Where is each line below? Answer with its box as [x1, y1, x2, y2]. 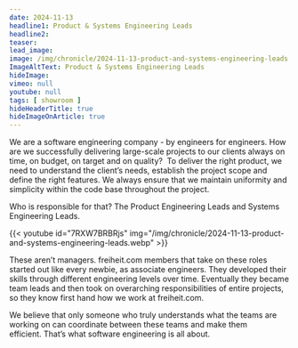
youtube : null [9, 87, 62, 96]
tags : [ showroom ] [9, 95, 82, 105]
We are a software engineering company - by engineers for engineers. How [9, 137, 286, 148]
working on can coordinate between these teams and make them [9, 320, 247, 330]
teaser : [9, 37, 38, 47]
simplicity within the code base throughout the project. [9, 184, 210, 195]
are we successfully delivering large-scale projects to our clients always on [9, 146, 286, 157]
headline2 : [9, 29, 50, 38]
